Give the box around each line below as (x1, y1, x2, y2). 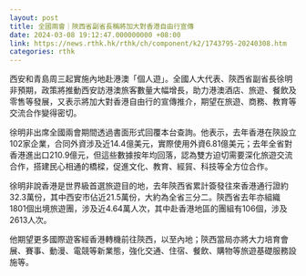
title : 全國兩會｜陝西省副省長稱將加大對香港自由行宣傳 (9, 22, 194, 31)
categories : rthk (9, 47, 76, 56)
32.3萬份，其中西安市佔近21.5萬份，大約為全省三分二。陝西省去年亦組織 (9, 192, 280, 203)
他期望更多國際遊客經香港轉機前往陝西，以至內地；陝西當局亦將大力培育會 (9, 234, 289, 245)
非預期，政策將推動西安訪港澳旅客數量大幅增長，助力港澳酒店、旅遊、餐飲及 (9, 85, 297, 96)
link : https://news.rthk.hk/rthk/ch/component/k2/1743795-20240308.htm (9, 38, 287, 48)
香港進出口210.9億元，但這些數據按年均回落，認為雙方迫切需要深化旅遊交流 (9, 149, 293, 160)
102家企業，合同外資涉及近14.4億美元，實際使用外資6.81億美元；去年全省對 (9, 138, 293, 149)
